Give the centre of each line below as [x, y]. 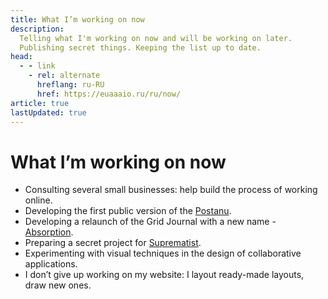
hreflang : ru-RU [70, 85]
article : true [40, 103]
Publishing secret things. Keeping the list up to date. [140, 47]
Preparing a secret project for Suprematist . [113, 243]
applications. [51, 264]
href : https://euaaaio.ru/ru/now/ [109, 94]
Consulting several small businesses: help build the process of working [171, 190]
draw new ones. [58, 285]
